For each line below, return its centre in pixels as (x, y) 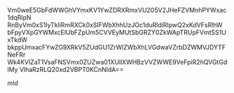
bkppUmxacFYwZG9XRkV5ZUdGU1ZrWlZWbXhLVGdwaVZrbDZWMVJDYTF (117, 47)
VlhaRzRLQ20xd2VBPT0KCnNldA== (71, 70)
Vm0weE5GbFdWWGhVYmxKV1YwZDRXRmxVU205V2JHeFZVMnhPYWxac (117, 10)
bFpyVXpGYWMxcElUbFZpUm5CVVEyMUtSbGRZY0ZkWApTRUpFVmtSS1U (117, 32)
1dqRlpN (19, 17)
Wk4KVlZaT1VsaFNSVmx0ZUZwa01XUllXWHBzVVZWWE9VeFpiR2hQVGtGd (117, 62)
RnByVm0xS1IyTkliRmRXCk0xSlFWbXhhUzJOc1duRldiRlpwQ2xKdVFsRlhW (115, 25)
